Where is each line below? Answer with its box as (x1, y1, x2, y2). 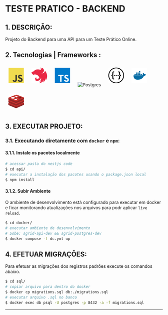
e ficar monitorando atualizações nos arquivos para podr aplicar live (5, 205, 147, 211)
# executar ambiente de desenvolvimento (5, 225, 91, 231)
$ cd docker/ (5, 220, 32, 226)
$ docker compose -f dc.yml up (5, 236, 70, 241)
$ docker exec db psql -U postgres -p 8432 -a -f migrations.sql (5, 300, 144, 305)
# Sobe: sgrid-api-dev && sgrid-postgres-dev (5, 231, 101, 236)
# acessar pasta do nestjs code (5, 162, 72, 167)
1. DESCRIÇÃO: (5, 23, 52, 32)
